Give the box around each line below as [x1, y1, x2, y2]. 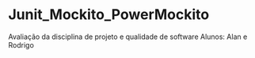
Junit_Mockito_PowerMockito [8, 6, 210, 24]
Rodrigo [8, 40, 34, 49]
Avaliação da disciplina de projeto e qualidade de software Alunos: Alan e [8, 32, 248, 41]
